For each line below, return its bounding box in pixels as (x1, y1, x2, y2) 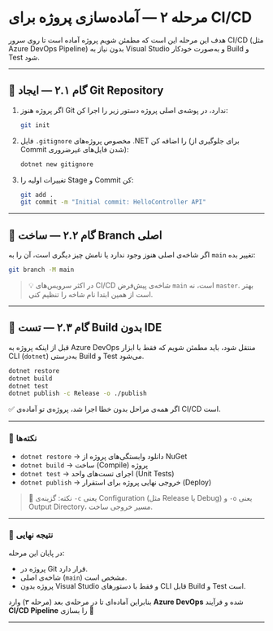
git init (19, 121, 50, 129)
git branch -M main (8, 265, 75, 274)
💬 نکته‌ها (8, 432, 37, 444)
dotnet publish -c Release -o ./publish (8, 389, 148, 398)
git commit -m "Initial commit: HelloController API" (19, 198, 206, 207)
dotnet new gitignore (19, 160, 93, 169)
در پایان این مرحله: (8, 548, 65, 558)
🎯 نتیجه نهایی (8, 529, 54, 541)
